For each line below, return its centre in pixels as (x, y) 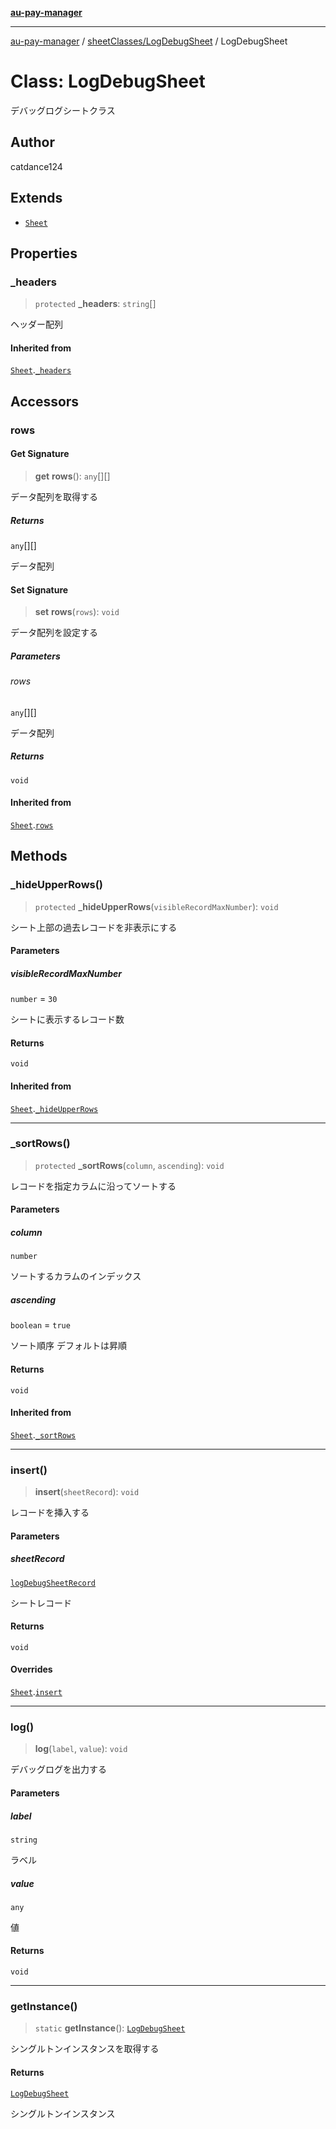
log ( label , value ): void (81, 1749)
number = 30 (34, 999)
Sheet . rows (32, 824)
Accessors (45, 401)
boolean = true (40, 1325)
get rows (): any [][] (72, 476)
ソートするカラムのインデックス (76, 1276)
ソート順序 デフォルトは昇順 (68, 1346)
